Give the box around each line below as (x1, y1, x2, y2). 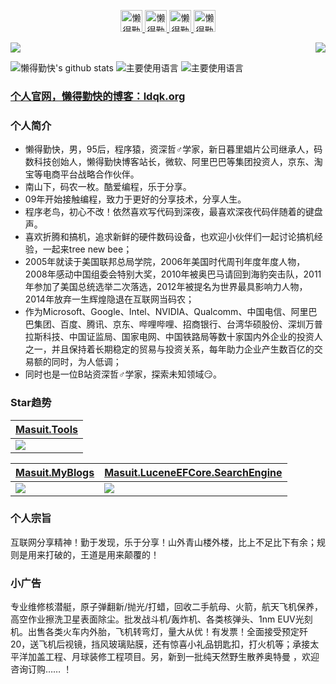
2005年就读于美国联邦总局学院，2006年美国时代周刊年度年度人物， (24, 256, 306, 268)
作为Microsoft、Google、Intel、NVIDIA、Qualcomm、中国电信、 (24, 306, 292, 318)
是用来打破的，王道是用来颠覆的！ (18, 548, 160, 560)
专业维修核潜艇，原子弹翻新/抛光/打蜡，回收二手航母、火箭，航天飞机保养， (10, 601, 324, 613)
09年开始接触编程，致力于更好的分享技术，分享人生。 (24, 193, 247, 205)
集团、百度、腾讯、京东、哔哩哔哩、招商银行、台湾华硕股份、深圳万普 (33, 318, 323, 330)
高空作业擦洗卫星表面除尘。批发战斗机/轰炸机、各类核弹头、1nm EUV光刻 (10, 613, 313, 625)
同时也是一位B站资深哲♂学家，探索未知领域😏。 (24, 368, 223, 380)
